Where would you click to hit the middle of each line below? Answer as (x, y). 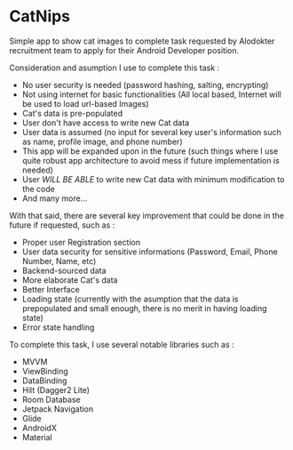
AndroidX (40, 428)
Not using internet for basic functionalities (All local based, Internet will (151, 94)
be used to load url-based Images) (85, 103)
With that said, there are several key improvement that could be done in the (146, 215)
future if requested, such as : (62, 225)
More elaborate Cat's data (70, 280)
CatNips (40, 16)
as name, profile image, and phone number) (102, 141)
